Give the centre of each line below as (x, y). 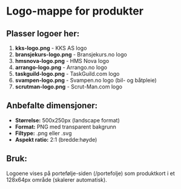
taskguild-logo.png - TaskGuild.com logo (67, 74)
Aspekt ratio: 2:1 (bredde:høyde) (56, 139)
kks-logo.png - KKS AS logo (51, 48)
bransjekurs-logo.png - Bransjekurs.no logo (71, 55)
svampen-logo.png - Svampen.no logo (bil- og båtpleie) (86, 80)
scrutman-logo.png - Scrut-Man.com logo (69, 87)
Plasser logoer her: (43, 34)
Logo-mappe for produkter (75, 11)
